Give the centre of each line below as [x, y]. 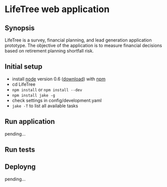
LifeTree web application [57, 9]
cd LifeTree [24, 84]
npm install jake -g [33, 95]
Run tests [20, 150]
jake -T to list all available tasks [45, 106]
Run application [30, 122]
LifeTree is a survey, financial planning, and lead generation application [78, 40]
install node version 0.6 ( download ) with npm [59, 79]
